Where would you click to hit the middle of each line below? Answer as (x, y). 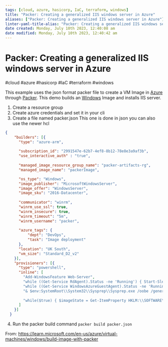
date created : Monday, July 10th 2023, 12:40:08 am (60, 29)
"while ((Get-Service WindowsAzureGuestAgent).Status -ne (85, 286)
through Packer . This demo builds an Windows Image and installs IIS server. (83, 97)
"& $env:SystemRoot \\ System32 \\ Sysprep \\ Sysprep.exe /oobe (86, 291)
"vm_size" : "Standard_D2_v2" (49, 254)
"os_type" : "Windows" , (42, 179)
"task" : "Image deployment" (56, 240)
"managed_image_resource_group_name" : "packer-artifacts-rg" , (84, 165)
